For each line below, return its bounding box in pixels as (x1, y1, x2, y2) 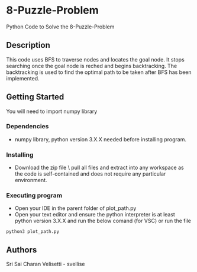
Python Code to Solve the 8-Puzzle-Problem (6, 23, 115, 30)
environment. (14, 177, 47, 184)
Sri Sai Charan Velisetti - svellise (6, 261, 85, 268)
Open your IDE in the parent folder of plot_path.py (14, 205, 137, 212)
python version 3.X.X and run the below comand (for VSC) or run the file (14, 217, 191, 225)
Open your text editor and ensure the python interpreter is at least (14, 211, 176, 218)
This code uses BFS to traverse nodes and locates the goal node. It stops (6, 56, 185, 63)
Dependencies (6, 122, 49, 131)
